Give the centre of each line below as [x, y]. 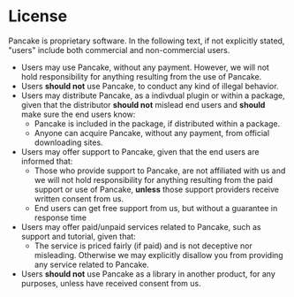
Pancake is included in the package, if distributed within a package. [157, 123]
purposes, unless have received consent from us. [111, 283]
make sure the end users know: [78, 114]
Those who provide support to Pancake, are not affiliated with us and [160, 171]
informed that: [47, 161]
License [38, 16]
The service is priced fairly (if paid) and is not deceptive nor [143, 246]
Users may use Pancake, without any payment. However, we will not [145, 67]
